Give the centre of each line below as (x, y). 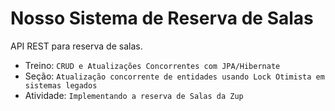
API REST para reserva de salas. (76, 46)
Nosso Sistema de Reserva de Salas (162, 18)
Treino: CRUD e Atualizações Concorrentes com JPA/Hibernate (152, 65)
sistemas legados (61, 85)
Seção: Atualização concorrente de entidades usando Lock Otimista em (174, 76)
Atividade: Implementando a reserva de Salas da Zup (134, 95)
